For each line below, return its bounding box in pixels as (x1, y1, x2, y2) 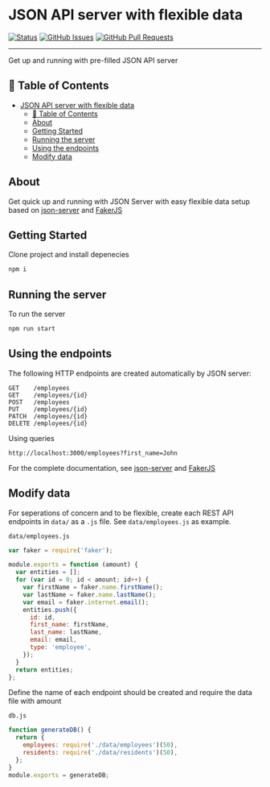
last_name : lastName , (29, 628, 103, 636)
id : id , (29, 613, 56, 622)
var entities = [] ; (15, 568, 81, 577)
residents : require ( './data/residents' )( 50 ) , (22, 748, 178, 757)
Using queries (8, 433, 55, 443)
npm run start (8, 325, 56, 333)
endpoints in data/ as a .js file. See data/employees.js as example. (8, 516, 231, 526)
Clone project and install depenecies (8, 250, 130, 260)
